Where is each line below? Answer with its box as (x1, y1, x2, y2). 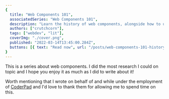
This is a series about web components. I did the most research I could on (5, 63, 158, 69)
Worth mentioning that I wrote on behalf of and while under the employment (5, 78, 162, 84)
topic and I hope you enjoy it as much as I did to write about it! (5, 68, 134, 74)
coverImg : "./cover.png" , (10, 36, 64, 41)
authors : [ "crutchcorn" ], (10, 26, 64, 31)
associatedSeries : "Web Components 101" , (10, 17, 98, 22)
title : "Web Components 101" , (10, 12, 73, 17)
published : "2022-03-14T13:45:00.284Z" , (10, 40, 96, 45)
